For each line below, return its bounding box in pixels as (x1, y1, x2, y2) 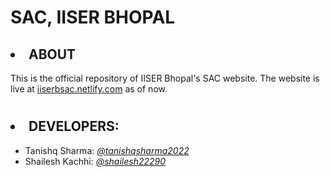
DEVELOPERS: (28, 118, 120, 135)
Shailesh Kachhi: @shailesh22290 (24, 155, 167, 167)
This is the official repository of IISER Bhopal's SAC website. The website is (10, 72, 320, 84)
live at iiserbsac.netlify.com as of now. (10, 83, 168, 95)
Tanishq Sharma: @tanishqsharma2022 (24, 144, 190, 156)
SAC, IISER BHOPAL (10, 6, 176, 29)
